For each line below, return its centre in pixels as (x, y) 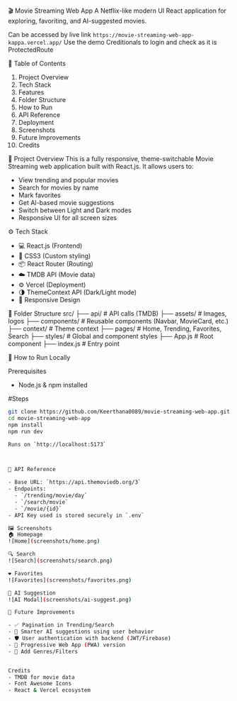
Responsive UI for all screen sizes (68, 218)
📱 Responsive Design (49, 300)
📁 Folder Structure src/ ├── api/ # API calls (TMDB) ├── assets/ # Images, (117, 314)
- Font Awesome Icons (40, 684)
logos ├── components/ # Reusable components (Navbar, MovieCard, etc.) (118, 321)
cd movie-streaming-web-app (50, 418)
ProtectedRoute (31, 50)
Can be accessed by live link (50, 34)
